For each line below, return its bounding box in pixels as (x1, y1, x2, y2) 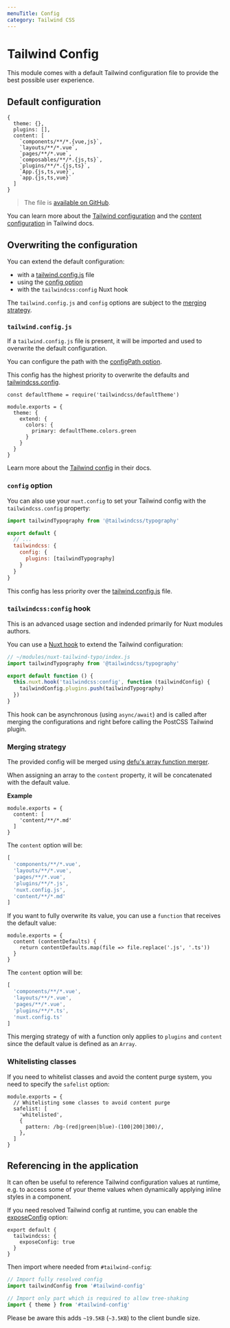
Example (7, 792, 33, 800)
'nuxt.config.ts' (13, 1014, 63, 1021)
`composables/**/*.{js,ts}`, (19, 156, 103, 164)
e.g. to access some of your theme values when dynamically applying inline (7, 1186, 222, 1194)
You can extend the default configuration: (7, 257, 125, 265)
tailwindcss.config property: (7, 503, 91, 512)
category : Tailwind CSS (7, 17, 76, 23)
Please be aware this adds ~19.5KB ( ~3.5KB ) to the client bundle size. (7, 1314, 200, 1322)
